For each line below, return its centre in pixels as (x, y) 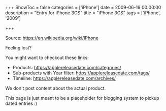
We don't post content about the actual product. (56, 88)
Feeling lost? (19, 48)
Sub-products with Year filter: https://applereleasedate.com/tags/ (81, 73)
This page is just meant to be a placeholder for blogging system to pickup (82, 98)
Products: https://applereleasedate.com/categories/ (67, 67)
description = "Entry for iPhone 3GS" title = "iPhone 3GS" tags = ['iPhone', (83, 13)
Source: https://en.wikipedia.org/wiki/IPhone (52, 38)
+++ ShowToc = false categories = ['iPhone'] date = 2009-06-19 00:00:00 (83, 7)
